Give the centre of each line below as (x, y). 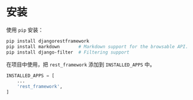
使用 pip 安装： (25, 30)
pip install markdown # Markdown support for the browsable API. (97, 46)
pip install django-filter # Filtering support (68, 52)
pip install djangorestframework (48, 41)
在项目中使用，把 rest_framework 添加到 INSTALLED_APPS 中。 (81, 64)
